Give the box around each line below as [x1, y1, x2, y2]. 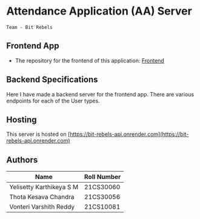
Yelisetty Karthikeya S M [9, 183, 79, 192]
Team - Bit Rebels [6, 24, 53, 30]
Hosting [6, 114, 38, 125]
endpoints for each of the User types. [6, 97, 100, 104]
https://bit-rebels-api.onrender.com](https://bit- [69, 130, 189, 138]
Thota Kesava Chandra [9, 193, 75, 201]
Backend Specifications [6, 75, 98, 85]
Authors [6, 155, 38, 165]
